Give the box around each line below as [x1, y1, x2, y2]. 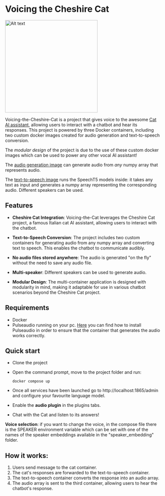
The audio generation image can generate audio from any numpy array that [5, 162, 159, 168]
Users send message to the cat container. [12, 464, 98, 470]
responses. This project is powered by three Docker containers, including [5, 127, 154, 133]
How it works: [5, 451, 48, 460]
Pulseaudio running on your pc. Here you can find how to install [12, 322, 141, 328]
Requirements [5, 304, 49, 312]
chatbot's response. [12, 486, 53, 492]
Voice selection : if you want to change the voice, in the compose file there [5, 422, 157, 427]
